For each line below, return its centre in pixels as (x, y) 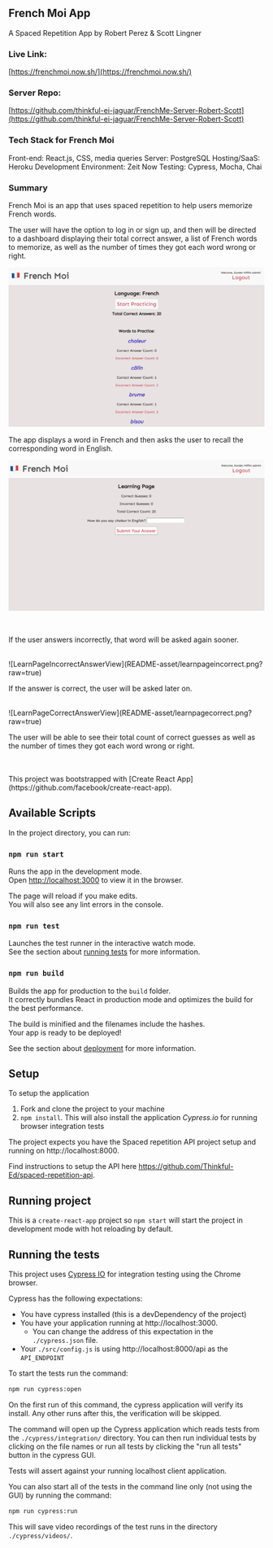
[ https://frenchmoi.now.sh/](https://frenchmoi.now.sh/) (100, 72)
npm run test (34, 926)
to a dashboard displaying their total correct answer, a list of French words (133, 238)
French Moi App (50, 13)
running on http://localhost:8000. (64, 1151)
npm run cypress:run (43, 1511)
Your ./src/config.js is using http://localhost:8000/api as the (124, 1349)
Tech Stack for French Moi (61, 140)
